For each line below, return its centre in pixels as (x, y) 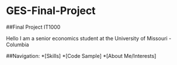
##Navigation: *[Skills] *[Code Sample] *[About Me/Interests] (81, 56)
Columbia (18, 45)
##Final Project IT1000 (33, 27)
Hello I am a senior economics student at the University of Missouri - (89, 38)
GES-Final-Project (51, 11)
